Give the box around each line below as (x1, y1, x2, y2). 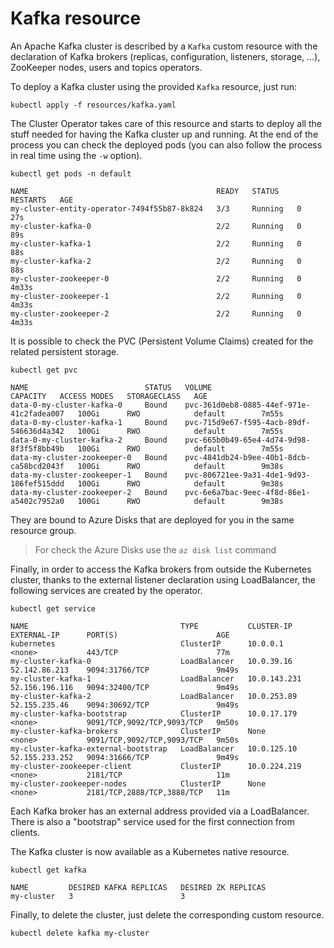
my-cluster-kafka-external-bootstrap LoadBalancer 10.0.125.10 (10, 743, 298, 754)
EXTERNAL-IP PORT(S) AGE (10, 630, 230, 640)
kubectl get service (10, 603, 97, 614)
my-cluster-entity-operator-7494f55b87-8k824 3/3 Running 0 (10, 203, 302, 214)
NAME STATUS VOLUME (10, 382, 213, 392)
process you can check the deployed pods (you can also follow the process (10, 138, 323, 151)
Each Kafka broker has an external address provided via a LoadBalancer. (10, 805, 310, 817)
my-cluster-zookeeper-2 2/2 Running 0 (10, 308, 302, 319)
